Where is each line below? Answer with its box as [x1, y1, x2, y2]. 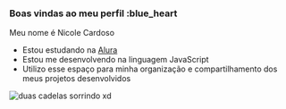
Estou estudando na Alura [21, 45, 118, 55]
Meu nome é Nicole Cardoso [9, 28, 114, 38]
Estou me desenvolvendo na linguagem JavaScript [21, 54, 209, 65]
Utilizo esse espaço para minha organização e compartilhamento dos [21, 63, 278, 74]
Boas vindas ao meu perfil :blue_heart [9, 7, 178, 20]
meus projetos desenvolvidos [21, 73, 131, 84]
